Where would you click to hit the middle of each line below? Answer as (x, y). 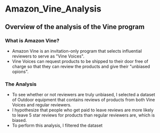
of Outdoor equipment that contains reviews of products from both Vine (83, 100)
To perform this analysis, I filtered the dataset (57, 126)
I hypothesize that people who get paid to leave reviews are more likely (83, 110)
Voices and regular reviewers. (42, 105)
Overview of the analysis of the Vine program (75, 27)
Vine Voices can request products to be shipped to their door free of (80, 61)
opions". (20, 72)
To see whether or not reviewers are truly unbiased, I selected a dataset (84, 95)
